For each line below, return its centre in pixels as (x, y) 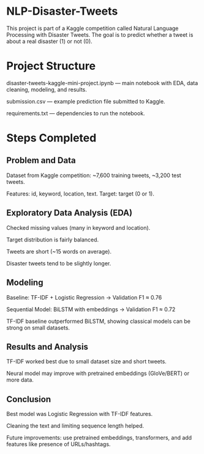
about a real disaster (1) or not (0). (50, 41)
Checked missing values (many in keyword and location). (78, 227)
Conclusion (29, 399)
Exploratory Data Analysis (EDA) (70, 213)
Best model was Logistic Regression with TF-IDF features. (80, 414)
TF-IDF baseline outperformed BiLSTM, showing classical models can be (99, 321)
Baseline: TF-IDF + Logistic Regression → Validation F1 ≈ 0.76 (84, 297)
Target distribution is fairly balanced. (53, 240)
